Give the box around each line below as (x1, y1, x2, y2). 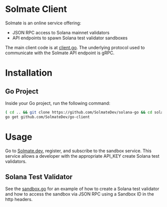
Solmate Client (5, 3, 67, 15)
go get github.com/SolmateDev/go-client (5, 114, 90, 119)
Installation (5, 67, 53, 79)
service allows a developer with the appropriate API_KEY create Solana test (5, 153, 160, 159)
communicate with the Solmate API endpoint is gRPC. (5, 50, 115, 56)
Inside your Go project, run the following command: (5, 100, 110, 106)
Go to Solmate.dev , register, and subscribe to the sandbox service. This (5, 148, 152, 154)
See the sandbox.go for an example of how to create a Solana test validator (5, 186, 160, 192)
